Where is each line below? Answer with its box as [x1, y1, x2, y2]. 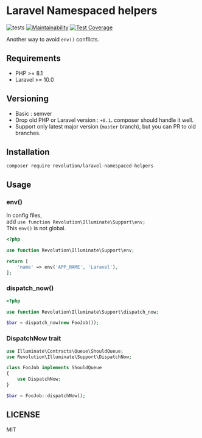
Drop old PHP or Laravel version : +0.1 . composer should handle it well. [15, 116, 193, 124]
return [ [6, 258, 29, 264]
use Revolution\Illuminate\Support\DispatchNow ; [6, 354, 132, 360]
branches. [15, 129, 41, 136]
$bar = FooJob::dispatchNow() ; [6, 392, 86, 399]
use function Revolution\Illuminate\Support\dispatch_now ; [6, 309, 159, 315]
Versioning [6, 94, 49, 104]
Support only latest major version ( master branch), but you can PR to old [15, 122, 196, 130]
